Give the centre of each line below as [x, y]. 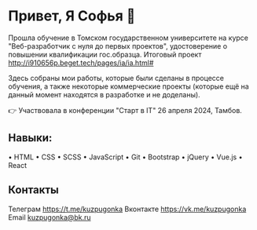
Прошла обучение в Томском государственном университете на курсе [128, 38]
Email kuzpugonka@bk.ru [50, 217]
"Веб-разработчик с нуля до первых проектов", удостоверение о [118, 46]
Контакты [33, 190]
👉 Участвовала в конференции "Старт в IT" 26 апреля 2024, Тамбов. [125, 110]
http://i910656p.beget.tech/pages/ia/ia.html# [81, 63]
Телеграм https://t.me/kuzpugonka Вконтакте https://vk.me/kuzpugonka [127, 209]
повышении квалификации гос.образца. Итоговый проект [105, 54]
